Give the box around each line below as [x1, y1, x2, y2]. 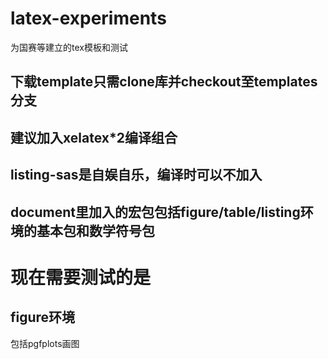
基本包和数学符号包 [36, 222, 155, 239]
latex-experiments [10, 7, 167, 30]
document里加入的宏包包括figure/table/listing [10, 203, 301, 221]
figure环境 [10, 309, 76, 326]
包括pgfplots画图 [10, 337, 80, 349]
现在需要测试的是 [10, 266, 152, 289]
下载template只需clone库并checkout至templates [10, 73, 318, 91]
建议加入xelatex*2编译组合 [10, 129, 178, 146]
